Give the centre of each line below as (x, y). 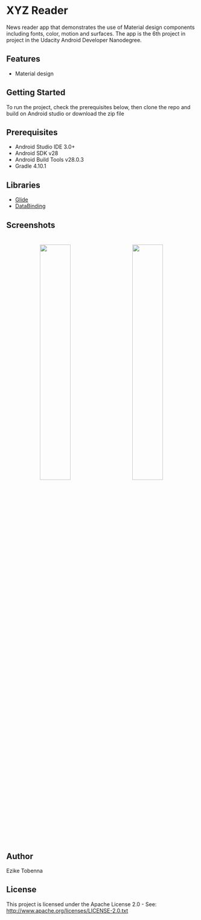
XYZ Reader (37, 11)
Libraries (23, 185)
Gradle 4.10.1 (30, 166)
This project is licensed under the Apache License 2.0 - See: (81, 904)
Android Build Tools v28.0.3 (49, 160)
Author (20, 856)
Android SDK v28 (37, 153)
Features (23, 59)
